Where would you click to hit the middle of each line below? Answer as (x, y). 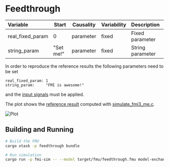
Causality (84, 25)
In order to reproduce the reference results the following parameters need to (84, 66)
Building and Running (39, 130)
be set (12, 71)
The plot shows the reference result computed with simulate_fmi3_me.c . (80, 104)
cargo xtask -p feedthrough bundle (43, 146)
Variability (114, 25)
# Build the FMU (22, 141)
